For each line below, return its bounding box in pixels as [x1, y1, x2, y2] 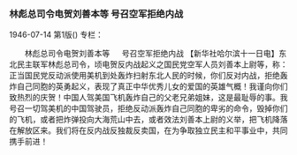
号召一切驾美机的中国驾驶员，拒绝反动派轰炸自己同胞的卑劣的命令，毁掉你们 [9, 103, 288, 114]
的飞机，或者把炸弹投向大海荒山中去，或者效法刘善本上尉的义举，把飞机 [9, 114, 272, 125]
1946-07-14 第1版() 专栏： [9, 29, 103, 41]
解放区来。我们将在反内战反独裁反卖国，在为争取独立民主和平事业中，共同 [16, 125, 288, 136]
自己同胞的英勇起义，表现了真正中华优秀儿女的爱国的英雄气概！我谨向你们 [16, 81, 288, 92]
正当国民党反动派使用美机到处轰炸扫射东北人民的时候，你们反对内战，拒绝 [9, 70, 280, 81]
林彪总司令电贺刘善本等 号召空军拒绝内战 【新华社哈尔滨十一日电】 [24, 48, 279, 59]
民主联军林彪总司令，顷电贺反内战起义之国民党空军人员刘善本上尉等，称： [16, 59, 288, 70]
